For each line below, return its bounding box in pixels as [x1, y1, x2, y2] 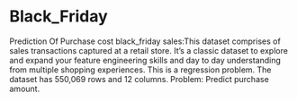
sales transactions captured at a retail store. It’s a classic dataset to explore [9, 45, 288, 55]
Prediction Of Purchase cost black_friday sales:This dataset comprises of [9, 36, 281, 46]
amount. [9, 83, 40, 94]
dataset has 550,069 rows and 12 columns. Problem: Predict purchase [9, 73, 270, 84]
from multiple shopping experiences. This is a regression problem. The [9, 64, 272, 75]
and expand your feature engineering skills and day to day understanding [9, 55, 282, 65]
